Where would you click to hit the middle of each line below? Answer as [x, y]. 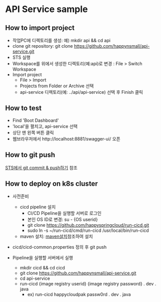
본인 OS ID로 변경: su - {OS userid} [62, 220]
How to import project [40, 28]
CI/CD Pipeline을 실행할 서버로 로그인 [64, 213]
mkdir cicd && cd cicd [42, 268]
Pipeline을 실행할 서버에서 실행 [43, 258]
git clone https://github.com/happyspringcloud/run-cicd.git [88, 225]
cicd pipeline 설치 [38, 207]
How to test [23, 108]
